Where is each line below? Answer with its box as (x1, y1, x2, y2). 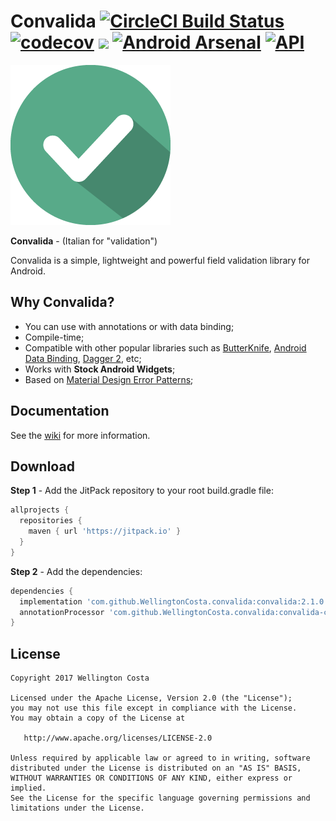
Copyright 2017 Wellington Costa (10, 673, 150, 684)
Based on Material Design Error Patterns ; (24, 373, 194, 385)
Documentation (10, 403, 110, 420)
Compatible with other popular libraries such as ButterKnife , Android (24, 341, 307, 354)
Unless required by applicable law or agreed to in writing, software (10, 753, 311, 764)
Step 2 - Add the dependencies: (10, 565, 143, 577)
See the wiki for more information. (10, 429, 151, 441)
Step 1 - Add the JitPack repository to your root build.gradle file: (10, 485, 274, 497)
